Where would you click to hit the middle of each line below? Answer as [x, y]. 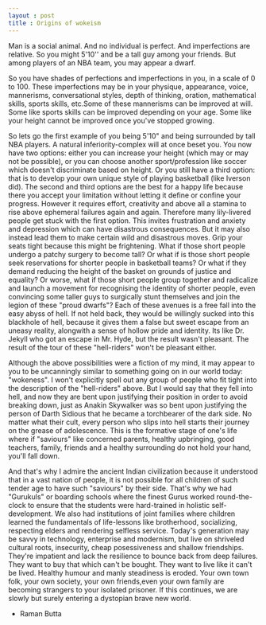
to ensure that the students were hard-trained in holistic [119, 505]
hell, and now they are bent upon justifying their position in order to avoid [128, 396]
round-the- [234, 496]
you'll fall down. [34, 455]
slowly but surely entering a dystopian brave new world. [100, 598]
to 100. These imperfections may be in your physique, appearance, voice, [128, 86]
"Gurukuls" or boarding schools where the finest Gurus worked [112, 496]
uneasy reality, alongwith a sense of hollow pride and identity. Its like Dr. [126, 330]
